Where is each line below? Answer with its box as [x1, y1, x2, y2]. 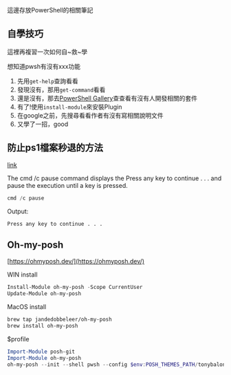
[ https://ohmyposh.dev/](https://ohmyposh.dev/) [7, 257, 145, 266]
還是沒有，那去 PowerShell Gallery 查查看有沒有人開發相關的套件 [16, 94, 198, 102]
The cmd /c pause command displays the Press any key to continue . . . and [7, 174, 222, 182]
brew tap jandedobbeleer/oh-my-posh [7, 316, 112, 323]
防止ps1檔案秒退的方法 [7, 142, 104, 153]
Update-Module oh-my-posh [7, 290, 81, 297]
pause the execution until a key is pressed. [7, 181, 129, 189]
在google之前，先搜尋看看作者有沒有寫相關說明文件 [16, 111, 164, 119]
